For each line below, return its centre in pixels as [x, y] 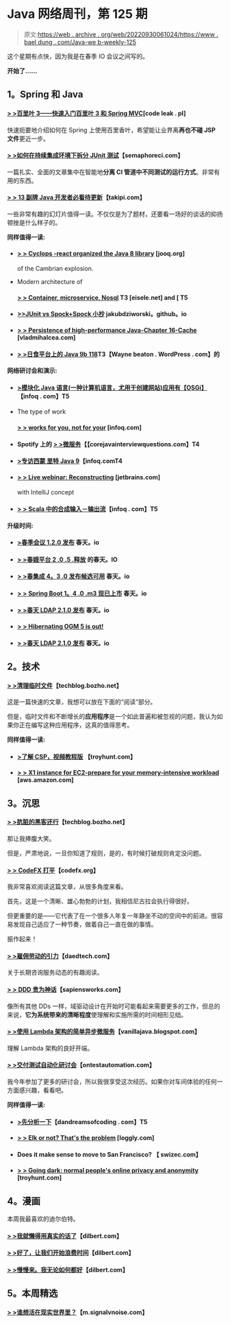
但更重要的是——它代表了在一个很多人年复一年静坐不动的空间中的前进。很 [112, 916]
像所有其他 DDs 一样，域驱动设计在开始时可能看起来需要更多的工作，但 [108, 1006]
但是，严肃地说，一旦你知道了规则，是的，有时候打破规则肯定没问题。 [106, 853]
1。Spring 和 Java [45, 94]
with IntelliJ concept [46, 492]
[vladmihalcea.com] [46, 337]
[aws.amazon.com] [45, 780]
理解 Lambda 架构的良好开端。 [50, 1048]
